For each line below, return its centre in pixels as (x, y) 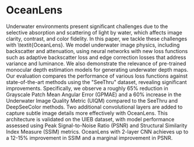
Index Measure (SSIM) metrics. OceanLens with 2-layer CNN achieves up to (97, 131)
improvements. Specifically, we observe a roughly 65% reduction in (87, 88)
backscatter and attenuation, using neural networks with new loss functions (97, 51)
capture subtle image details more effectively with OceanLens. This (87, 113)
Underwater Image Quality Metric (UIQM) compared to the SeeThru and (92, 100)
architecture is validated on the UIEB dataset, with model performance (90, 119)
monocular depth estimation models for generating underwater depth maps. (97, 69)
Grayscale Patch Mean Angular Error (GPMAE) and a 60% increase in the (94, 94)
